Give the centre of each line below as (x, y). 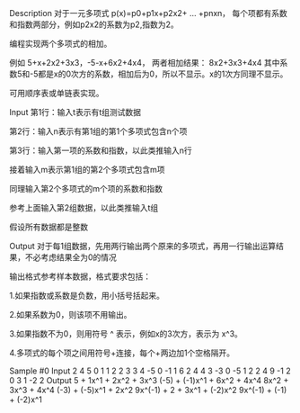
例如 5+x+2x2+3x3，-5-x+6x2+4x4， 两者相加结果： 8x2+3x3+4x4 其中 (145, 63)
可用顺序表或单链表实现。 (57, 93)
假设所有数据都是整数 (49, 227)
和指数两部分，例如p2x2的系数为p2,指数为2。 (94, 24)
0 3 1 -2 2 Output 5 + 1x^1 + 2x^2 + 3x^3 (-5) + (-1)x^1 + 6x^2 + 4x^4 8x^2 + (149, 380)
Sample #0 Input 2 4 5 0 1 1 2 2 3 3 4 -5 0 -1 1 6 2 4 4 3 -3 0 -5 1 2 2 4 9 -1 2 (150, 371)
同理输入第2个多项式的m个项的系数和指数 (86, 189)
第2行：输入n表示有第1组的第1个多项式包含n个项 (98, 131)
